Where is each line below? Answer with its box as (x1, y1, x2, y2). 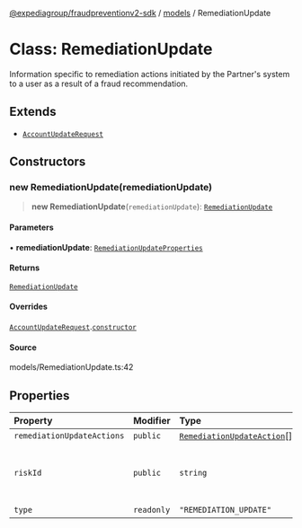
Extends (9, 104, 57, 119)
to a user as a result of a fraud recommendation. (9, 78, 189, 89)
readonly (133, 505, 171, 515)
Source (9, 341, 38, 353)
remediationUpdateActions (13, 431, 125, 441)
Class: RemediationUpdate (9, 40, 213, 59)
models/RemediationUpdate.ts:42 (9, 362, 134, 373)
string (179, 468, 208, 479)
